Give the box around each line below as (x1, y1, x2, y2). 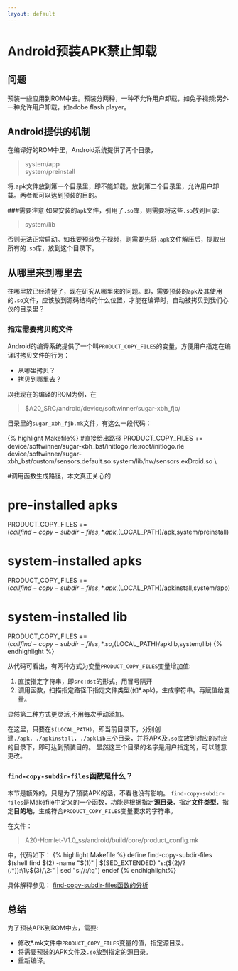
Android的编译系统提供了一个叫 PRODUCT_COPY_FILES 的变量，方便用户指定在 (7, 342, 225, 350)
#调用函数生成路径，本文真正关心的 (7, 471, 112, 480)
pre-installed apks (7, 497, 118, 513)
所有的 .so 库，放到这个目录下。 (7, 244, 98, 252)
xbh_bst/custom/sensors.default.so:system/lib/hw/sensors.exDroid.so (7, 456, 213, 466)
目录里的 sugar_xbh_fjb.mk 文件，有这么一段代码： (7, 419, 152, 427)
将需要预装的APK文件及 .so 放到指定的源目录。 (17, 948, 153, 956)
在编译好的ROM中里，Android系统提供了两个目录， (7, 146, 158, 154)
